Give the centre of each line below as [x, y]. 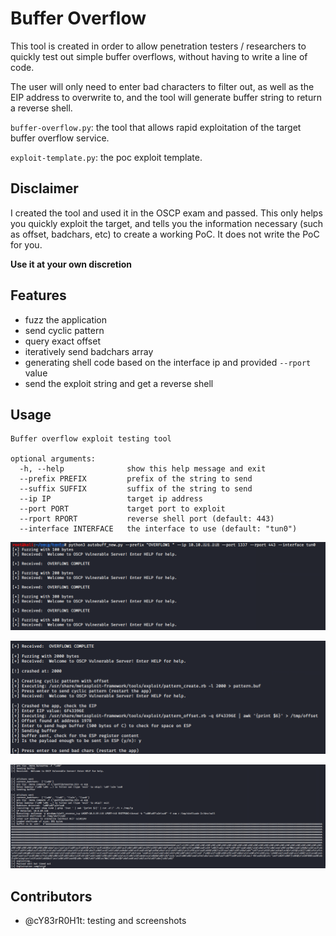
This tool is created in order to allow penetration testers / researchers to [158, 46]
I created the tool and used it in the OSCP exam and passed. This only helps [166, 213]
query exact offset [62, 341]
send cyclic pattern [64, 330]
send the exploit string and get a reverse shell [119, 383]
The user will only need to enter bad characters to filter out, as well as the [162, 86]
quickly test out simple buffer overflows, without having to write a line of [159, 56]
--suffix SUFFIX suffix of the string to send [136, 489]
